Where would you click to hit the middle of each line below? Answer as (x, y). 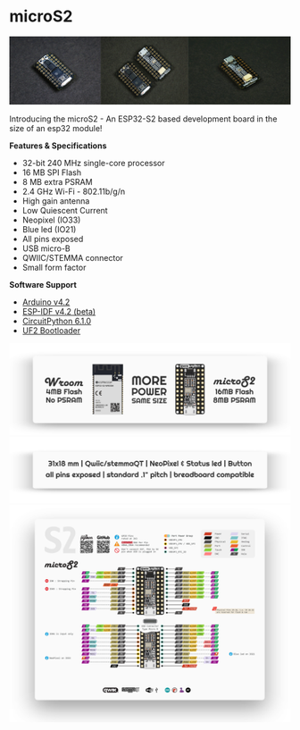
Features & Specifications (58, 146)
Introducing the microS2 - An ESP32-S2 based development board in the (143, 119)
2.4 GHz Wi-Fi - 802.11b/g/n (74, 192)
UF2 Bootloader (51, 331)
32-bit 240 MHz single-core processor (93, 164)
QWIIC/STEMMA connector (72, 258)
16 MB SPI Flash (52, 172)
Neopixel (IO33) (51, 220)
